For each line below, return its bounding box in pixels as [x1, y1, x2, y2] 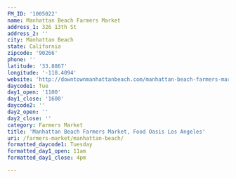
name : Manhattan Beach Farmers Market [7, 17, 121, 24]
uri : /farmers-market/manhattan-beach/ [7, 134, 124, 141]
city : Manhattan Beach [7, 37, 74, 44]
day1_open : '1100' [7, 89, 61, 96]
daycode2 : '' [7, 102, 46, 109]
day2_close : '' [7, 115, 52, 122]
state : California [7, 43, 61, 50]
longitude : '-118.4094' [7, 69, 77, 76]
